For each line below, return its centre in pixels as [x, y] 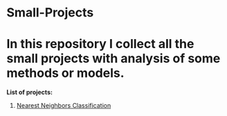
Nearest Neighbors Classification [64, 106]
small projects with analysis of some [113, 59]
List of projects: [30, 92]
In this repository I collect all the [100, 44]
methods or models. [66, 73]
